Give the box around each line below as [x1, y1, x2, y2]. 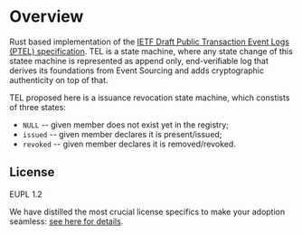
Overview [9, 6, 84, 27]
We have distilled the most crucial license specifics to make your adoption [9, 206, 286, 217]
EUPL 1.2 [9, 188, 42, 200]
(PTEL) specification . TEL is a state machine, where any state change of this [9, 45, 294, 56]
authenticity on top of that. [9, 74, 109, 85]
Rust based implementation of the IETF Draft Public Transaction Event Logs [9, 36, 289, 47]
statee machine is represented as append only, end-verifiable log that [9, 55, 269, 66]
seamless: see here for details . [9, 215, 124, 227]
